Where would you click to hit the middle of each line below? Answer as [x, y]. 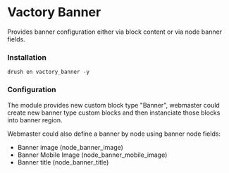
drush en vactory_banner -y [49, 72]
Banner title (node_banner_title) [63, 162]
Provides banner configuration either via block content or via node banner [115, 32]
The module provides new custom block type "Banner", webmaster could [113, 105]
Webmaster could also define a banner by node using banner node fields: [114, 134]
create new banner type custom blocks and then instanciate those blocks [114, 113]
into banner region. [35, 120]
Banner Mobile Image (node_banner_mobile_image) [92, 155]
